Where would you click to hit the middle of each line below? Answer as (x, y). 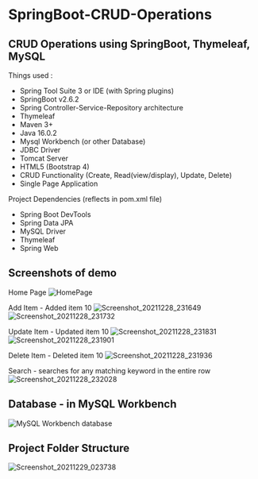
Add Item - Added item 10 (50, 307)
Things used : (31, 75)
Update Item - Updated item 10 (59, 331)
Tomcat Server (44, 158)
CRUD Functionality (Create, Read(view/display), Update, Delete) (126, 175)
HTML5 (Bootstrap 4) (54, 167)
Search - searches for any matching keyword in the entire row (110, 370)
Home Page (27, 292)
